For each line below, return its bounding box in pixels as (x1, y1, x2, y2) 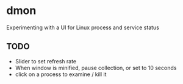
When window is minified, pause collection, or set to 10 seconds (15, 64, 177, 71)
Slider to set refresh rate (15, 57, 77, 65)
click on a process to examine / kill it (15, 71, 107, 78)
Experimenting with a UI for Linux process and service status (6, 24, 160, 31)
